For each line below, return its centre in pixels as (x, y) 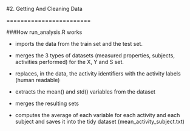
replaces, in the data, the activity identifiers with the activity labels (98, 74)
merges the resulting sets (47, 103)
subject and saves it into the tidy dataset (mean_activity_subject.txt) (100, 121)
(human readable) (37, 80)
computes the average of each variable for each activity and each (97, 115)
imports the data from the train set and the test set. (79, 44)
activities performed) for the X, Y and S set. (70, 62)
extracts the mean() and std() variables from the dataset (85, 92)
